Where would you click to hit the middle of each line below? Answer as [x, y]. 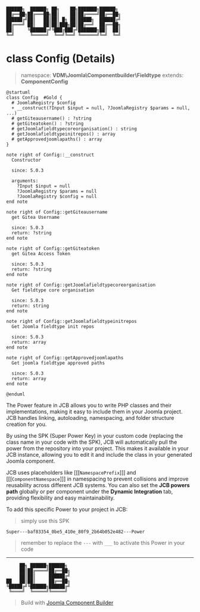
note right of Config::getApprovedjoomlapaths [65, 357]
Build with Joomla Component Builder [67, 602]
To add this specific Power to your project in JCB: [67, 509]
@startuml [18, 92]
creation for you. [26, 424]
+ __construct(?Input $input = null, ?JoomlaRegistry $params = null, [101, 108]
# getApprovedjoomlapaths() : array [57, 139]
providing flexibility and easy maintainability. [60, 498]
